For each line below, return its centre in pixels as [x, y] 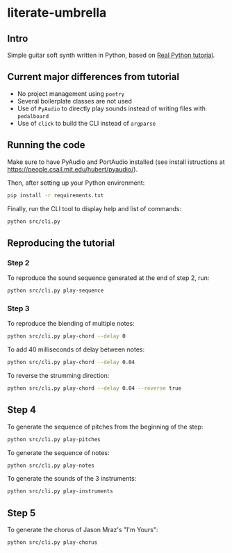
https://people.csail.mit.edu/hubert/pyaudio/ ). [72, 169]
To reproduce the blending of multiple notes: [71, 324]
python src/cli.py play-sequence [56, 291]
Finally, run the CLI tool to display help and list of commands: [94, 208]
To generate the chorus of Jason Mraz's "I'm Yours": [83, 530]
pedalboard [33, 116]
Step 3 [18, 308]
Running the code [46, 145]
